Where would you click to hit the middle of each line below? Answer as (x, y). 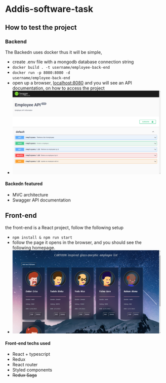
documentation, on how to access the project (58, 88)
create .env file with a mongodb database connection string (73, 62)
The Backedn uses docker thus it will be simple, (54, 52)
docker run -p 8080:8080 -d (41, 73)
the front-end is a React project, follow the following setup (64, 227)
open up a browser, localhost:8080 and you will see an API (72, 83)
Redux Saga (24, 375)
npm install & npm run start (42, 238)
